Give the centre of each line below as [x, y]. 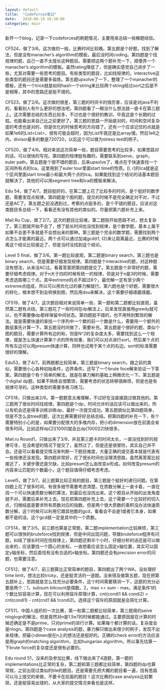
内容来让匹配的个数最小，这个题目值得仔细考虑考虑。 [59, 470]
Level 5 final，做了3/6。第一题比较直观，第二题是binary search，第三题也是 [82, 255]
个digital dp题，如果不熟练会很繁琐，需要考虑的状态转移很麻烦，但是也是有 [81, 381]
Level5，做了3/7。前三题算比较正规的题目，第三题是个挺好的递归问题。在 [80, 480]
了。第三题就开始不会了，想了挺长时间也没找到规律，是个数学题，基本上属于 [82, 226]
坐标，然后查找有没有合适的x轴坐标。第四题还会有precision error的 [84, 553]
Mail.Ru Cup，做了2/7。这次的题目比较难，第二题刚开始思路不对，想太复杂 [81, 220]
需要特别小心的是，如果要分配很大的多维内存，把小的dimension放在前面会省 [82, 422]
